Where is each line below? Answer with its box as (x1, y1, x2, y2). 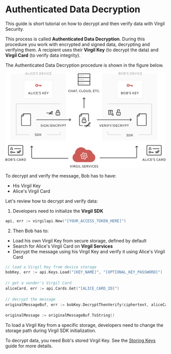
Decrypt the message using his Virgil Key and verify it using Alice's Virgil (12, 248, 165, 254)
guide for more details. (5, 343, 53, 349)
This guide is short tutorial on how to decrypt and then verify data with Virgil (5, 20, 165, 27)
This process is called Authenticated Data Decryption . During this (5, 36, 145, 42)
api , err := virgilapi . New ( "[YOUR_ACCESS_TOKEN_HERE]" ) (5, 218, 126, 224)
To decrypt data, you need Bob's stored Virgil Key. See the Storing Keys (5, 338, 156, 344)
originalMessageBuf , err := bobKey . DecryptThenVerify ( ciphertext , (5, 302, 149, 307)
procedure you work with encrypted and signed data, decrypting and (5, 41, 150, 47)
